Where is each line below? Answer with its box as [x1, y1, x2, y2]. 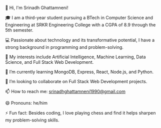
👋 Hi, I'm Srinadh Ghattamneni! [5, 5, 68, 10]
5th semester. [5, 27, 33, 33]
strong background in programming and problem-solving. [5, 44, 124, 50]
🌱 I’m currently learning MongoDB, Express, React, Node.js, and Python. [5, 69, 154, 75]
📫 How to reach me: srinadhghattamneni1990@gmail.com [5, 89, 126, 94]
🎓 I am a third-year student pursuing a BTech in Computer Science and [5, 15, 153, 20]
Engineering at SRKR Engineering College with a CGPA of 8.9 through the [5, 22, 156, 27]
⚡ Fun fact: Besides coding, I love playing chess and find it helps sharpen [5, 110, 156, 116]
